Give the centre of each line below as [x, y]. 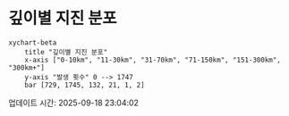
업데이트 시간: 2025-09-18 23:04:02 [74, 103]
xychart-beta [33, 42]
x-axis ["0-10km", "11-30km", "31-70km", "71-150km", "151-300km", [153, 60]
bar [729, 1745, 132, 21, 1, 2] [85, 85]
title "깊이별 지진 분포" [66, 52]
